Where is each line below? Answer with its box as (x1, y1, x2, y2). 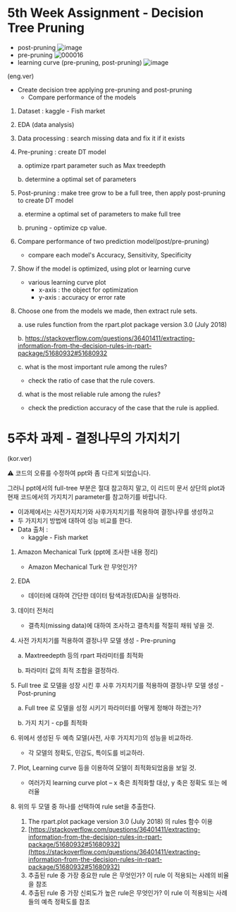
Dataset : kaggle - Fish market (17, 106, 106, 115)
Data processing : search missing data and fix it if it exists (17, 134, 185, 142)
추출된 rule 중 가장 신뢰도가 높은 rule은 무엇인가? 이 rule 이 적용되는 (27, 888, 215, 896)
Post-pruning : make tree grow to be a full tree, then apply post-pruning (17, 188, 225, 197)
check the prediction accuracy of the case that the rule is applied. (27, 403, 220, 412)
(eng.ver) (7, 72, 35, 80)
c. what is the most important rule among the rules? (17, 362, 168, 371)
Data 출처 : (17, 525, 48, 534)
